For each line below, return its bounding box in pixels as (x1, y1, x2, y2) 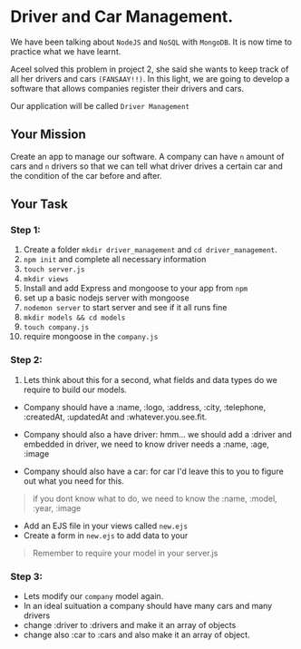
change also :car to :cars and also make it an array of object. (23, 629, 250, 641)
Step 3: (10, 570, 44, 583)
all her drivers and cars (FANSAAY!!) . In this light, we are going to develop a (10, 73, 290, 84)
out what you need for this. (23, 475, 125, 487)
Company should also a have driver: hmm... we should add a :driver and (23, 428, 293, 439)
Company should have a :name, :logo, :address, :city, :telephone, (23, 401, 267, 412)
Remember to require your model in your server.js (32, 547, 218, 558)
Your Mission (10, 127, 86, 143)
